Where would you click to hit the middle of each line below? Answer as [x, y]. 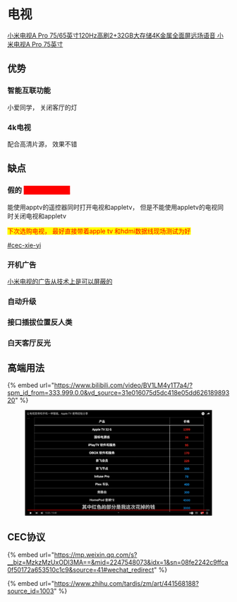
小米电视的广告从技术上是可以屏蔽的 [60, 281]
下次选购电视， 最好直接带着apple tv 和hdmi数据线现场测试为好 [99, 231]
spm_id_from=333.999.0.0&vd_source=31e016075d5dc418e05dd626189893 [119, 393]
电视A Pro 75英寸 [38, 44]
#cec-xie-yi [24, 245]
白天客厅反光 [29, 343]
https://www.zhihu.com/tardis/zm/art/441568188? [127, 583]
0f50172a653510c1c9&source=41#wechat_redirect [81, 569]
